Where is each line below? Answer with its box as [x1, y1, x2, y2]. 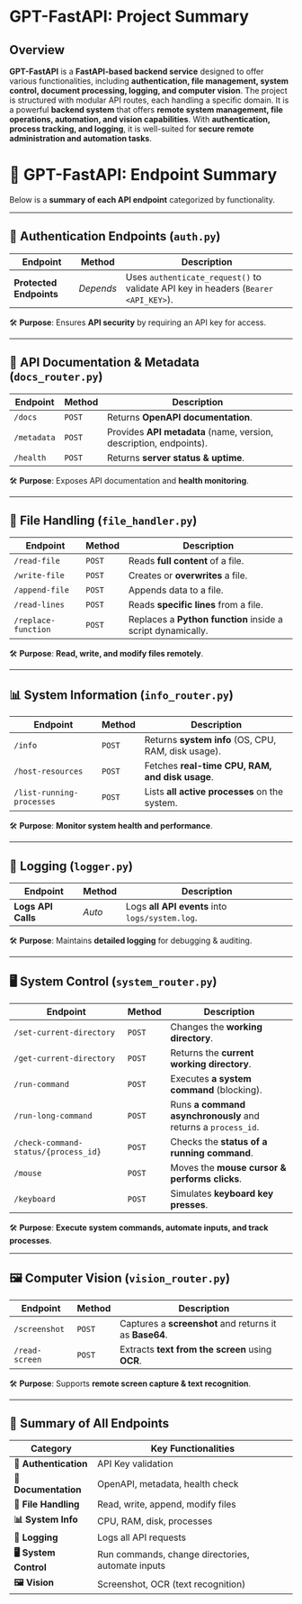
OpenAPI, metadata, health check [97, 1478, 239, 1491]
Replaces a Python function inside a [128, 613, 283, 626]
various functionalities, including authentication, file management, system [9, 76, 289, 86]
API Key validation [97, 1457, 173, 1470]
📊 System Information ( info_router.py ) [9, 687, 234, 702]
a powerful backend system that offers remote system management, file [9, 104, 283, 114]
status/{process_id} [13, 1146, 102, 1156]
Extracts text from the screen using [120, 1343, 272, 1355]
